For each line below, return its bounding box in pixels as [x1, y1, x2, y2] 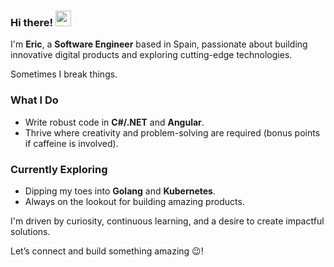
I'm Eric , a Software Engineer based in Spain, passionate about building [10, 38, 308, 50]
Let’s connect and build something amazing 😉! [10, 245, 204, 257]
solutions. [10, 225, 51, 237]
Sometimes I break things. [10, 68, 118, 80]
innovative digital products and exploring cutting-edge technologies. [10, 49, 293, 61]
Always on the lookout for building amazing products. [24, 195, 245, 207]
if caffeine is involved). [24, 137, 119, 149]
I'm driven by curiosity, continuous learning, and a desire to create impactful [10, 215, 325, 227]
